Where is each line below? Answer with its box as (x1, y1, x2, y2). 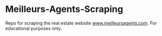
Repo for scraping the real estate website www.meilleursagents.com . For (5, 20, 157, 26)
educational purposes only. (5, 25, 62, 31)
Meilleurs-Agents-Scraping (5, 3, 124, 15)
